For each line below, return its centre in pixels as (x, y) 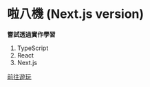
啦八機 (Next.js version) (76, 14)
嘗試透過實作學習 (31, 34)
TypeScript (33, 48)
